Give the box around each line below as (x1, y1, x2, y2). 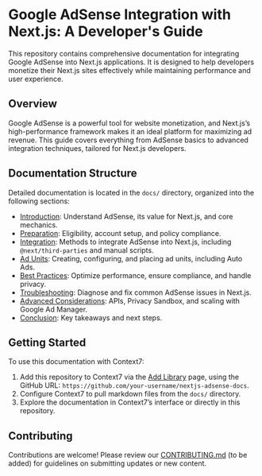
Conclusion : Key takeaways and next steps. (19, 312, 163, 323)
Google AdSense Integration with (8, 6, 232, 24)
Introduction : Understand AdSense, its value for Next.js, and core (19, 211, 233, 221)
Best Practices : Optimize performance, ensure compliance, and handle (19, 270, 252, 280)
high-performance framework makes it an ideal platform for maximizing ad (8, 126, 252, 136)
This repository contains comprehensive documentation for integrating (8, 48, 240, 58)
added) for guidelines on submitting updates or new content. (8, 459, 207, 468)
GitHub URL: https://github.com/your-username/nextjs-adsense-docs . (19, 381, 250, 390)
